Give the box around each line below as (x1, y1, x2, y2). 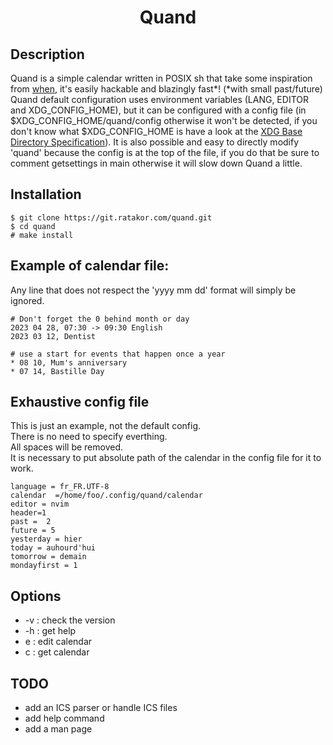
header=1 (10, 508, 47, 518)
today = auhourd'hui (10, 543, 97, 553)
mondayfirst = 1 (10, 561, 78, 571)
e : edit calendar (24, 636, 93, 648)
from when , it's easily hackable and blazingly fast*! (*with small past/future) (10, 83, 323, 95)
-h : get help (24, 625, 77, 637)
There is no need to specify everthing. (10, 431, 168, 443)
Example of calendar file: (10, 257, 170, 275)
